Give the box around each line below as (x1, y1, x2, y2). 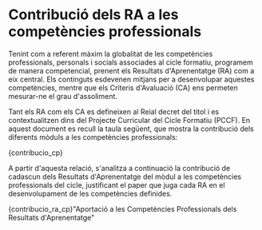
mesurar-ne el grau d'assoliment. (8, 91, 118, 101)
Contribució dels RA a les (8, 6, 179, 24)
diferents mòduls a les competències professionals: (8, 132, 178, 141)
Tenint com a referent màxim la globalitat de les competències (8, 49, 213, 58)
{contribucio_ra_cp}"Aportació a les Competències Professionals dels (8, 204, 237, 213)
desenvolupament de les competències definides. (8, 188, 173, 198)
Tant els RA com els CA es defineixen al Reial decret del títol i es (8, 106, 220, 117)
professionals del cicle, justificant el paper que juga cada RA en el (8, 180, 225, 189)
